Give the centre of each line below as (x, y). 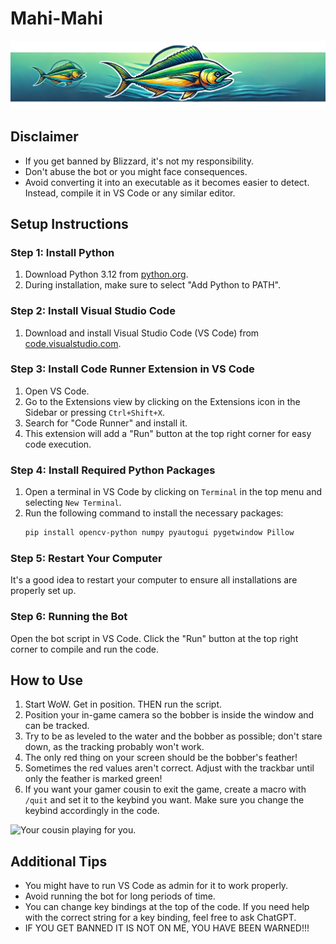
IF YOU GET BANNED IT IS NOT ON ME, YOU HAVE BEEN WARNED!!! (167, 928)
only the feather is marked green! (93, 779)
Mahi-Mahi (56, 18)
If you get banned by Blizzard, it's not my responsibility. (139, 161)
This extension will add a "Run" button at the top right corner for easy (168, 433)
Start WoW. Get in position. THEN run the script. (123, 704)
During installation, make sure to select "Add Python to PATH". (153, 285)
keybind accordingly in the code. (92, 811)
